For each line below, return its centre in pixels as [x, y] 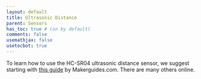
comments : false [27, 35]
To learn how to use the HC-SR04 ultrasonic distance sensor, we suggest [98, 63]
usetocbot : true [27, 46]
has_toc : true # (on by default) [48, 29]
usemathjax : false [29, 40]
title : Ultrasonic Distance [42, 18]
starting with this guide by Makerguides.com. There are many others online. [101, 69]
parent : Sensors [27, 23]
